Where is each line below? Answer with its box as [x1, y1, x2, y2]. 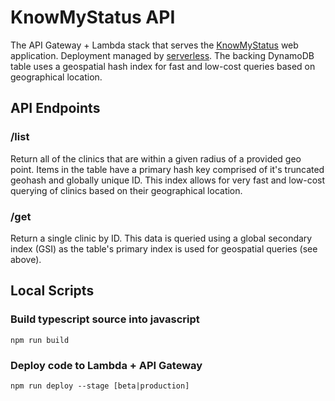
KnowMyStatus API [10, 6, 176, 29]
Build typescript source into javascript [10, 312, 200, 326]
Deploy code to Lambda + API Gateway [10, 358, 203, 372]
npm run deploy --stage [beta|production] [10, 381, 190, 391]
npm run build [10, 335, 70, 345]
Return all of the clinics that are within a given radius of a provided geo [10, 152, 302, 165]
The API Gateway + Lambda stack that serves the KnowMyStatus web [10, 39, 299, 51]
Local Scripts [10, 282, 95, 300]
